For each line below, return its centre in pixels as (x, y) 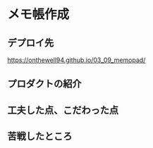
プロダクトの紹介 (44, 84)
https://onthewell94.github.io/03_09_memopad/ (76, 60)
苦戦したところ (40, 136)
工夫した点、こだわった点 (63, 110)
